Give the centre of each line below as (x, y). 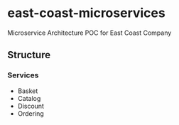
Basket (28, 91)
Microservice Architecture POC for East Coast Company (89, 33)
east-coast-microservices (86, 13)
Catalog (29, 98)
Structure (29, 55)
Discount (31, 106)
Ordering (31, 113)
